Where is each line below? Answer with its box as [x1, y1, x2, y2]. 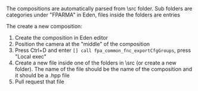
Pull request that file [14, 78, 64, 85]
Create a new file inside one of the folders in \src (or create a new [14, 59, 177, 66]
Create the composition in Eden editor [14, 34, 109, 41]
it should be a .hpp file [14, 72, 70, 79]
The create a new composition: [6, 23, 82, 30]
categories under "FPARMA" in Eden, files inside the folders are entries [6, 11, 181, 18]
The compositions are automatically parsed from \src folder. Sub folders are [6, 5, 193, 12]
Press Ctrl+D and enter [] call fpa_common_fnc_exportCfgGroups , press [14, 47, 191, 54]
